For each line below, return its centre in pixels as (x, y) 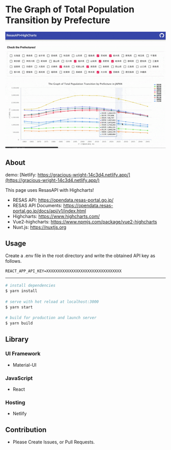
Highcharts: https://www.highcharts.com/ (56, 216)
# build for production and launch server (51, 318)
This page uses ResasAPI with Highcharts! (50, 190)
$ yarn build (19, 323)
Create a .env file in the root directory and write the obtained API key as (80, 256)
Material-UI (24, 365)
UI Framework (23, 354)
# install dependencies (31, 286)
